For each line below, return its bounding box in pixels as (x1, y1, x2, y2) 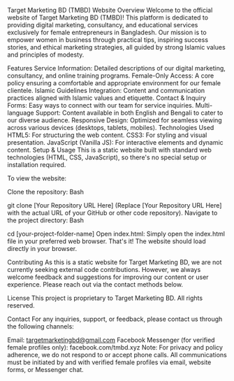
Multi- (195, 101, 213, 109)
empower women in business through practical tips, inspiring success (7, 36, 208, 44)
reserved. (7, 301, 35, 310)
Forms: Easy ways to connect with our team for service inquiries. (7, 101, 194, 109)
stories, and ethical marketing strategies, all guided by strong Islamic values (7, 43, 226, 51)
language (7, 108, 34, 117)
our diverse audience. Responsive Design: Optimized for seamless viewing (7, 116, 222, 124)
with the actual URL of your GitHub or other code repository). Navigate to (7, 209, 218, 217)
